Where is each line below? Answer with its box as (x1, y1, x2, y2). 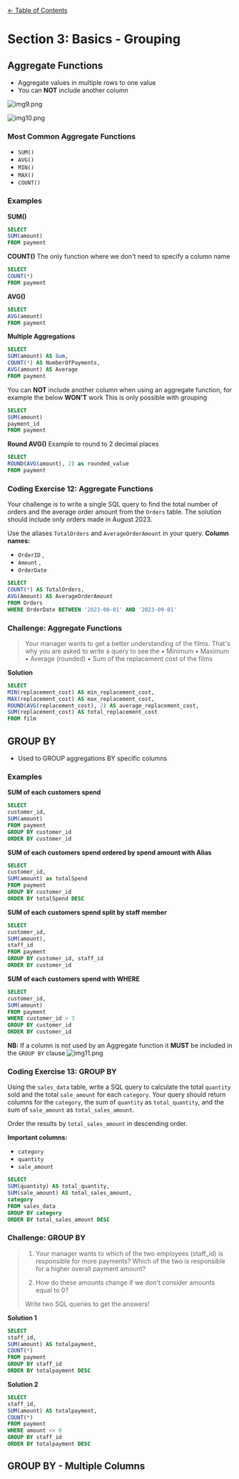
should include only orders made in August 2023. (7, 515, 153, 524)
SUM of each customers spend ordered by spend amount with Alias (7, 848, 212, 857)
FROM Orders (7, 599, 43, 607)
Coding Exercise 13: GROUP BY (7, 1066, 118, 1076)
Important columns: (7, 1133, 68, 1142)
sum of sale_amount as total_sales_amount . (7, 1105, 135, 1114)
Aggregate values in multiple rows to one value (17, 79, 156, 86)
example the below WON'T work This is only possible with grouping (7, 393, 208, 402)
